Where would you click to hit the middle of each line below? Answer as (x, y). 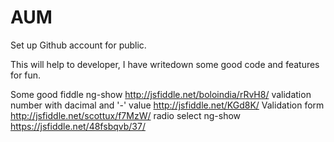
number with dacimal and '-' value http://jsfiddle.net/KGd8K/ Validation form (167, 105)
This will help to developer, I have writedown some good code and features (165, 64)
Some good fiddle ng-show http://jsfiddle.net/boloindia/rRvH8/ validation (161, 94)
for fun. (26, 75)
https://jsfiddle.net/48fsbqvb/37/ (78, 126)
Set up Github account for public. (78, 45)
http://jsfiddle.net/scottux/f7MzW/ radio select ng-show (126, 115)
